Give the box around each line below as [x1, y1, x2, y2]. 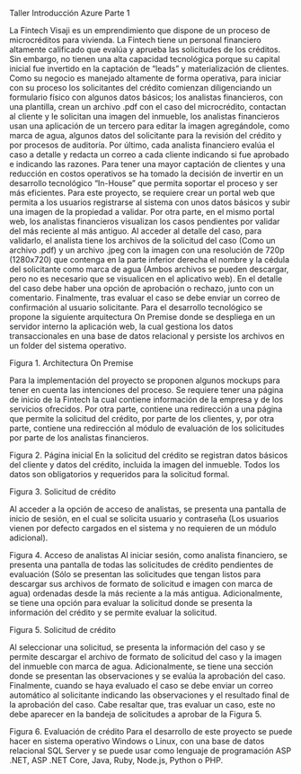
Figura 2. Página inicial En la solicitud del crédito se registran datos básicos [9, 449, 288, 460]
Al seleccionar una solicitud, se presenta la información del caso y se [9, 642, 266, 653]
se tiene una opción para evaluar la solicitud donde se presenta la [9, 598, 253, 608]
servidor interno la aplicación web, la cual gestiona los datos [9, 321, 234, 332]
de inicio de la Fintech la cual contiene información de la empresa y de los [9, 395, 284, 405]
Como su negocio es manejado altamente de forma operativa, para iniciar [9, 73, 281, 84]
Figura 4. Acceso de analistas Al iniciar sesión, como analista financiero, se [9, 550, 288, 560]
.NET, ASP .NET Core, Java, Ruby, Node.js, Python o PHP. [9, 755, 224, 765]
